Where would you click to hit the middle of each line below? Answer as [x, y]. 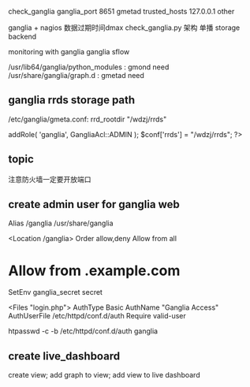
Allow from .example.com [94, 270]
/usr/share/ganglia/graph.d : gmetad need [76, 75]
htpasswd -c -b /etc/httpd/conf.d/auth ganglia [83, 331]
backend [22, 36]
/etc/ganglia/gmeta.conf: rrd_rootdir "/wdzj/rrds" [88, 119]
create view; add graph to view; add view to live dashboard [104, 375]
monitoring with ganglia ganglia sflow [69, 52]
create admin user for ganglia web [94, 205]
